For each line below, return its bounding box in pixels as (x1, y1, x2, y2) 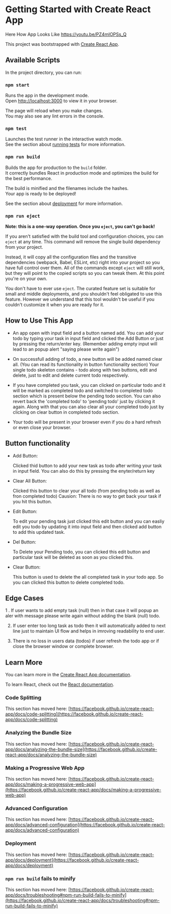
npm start (5, 82, 30, 88)
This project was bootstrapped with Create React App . (5, 41, 120, 47)
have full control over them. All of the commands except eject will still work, (5, 265, 165, 271)
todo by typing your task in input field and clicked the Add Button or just (12, 335, 164, 341)
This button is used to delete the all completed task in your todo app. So (12, 574, 164, 580)
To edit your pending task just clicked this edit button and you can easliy (12, 518, 164, 524)
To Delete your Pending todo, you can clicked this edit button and (12, 549, 150, 555)
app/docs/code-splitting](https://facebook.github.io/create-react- (5, 711, 144, 717)
